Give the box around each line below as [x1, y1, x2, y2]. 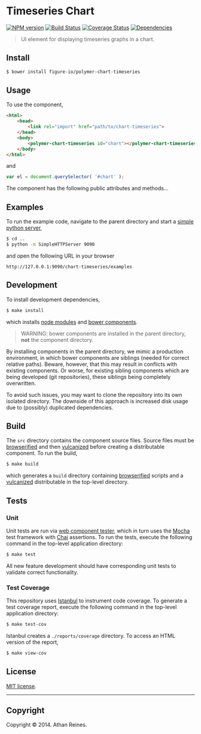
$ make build [6, 461, 39, 467]
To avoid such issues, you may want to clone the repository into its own [6, 391, 182, 398]
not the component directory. [20, 336, 94, 343]
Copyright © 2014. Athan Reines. [6, 721, 87, 729]
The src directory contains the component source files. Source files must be [6, 437, 194, 444]
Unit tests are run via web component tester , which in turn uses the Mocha [6, 527, 190, 534]
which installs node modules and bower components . [6, 318, 138, 325]
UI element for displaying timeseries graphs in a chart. [20, 35, 155, 42]
